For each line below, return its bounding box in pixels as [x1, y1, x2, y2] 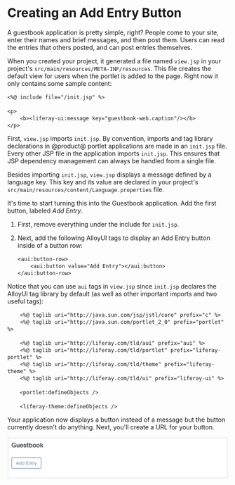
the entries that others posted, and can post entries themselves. [7, 43, 193, 51]
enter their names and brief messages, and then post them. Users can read [7, 35, 224, 44]
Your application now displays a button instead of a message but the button [7, 415, 226, 424]
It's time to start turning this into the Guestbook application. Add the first [7, 199, 217, 207]
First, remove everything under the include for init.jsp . [17, 220, 180, 228]
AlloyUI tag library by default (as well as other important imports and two [7, 289, 217, 298]
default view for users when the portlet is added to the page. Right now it [7, 72, 219, 80]
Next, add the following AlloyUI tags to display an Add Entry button [17, 234, 210, 242]
